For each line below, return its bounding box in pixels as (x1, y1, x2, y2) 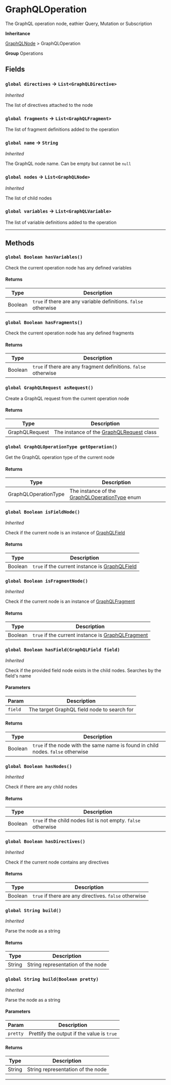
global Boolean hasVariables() (5, 254, 83, 260)
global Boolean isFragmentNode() (5, 578, 88, 584)
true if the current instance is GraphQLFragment (32, 631, 149, 639)
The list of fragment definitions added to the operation (5, 126, 119, 132)
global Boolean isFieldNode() (5, 509, 80, 515)
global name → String (5, 139, 59, 146)
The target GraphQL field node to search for (28, 706, 134, 713)
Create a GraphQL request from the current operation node (5, 395, 129, 401)
